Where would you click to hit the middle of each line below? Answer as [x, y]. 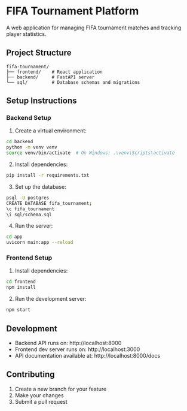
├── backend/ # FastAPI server [50, 77]
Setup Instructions [42, 101]
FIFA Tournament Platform [73, 11]
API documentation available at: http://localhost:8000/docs [88, 355]
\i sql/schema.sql [29, 214]
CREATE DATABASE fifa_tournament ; [49, 203]
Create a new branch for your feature [61, 389]
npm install [21, 288]
